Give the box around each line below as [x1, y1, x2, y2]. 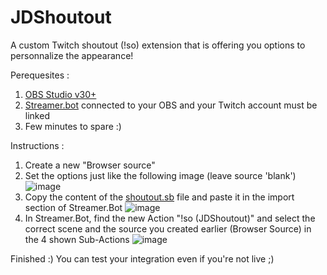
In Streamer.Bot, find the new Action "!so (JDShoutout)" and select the [24, 212, 316, 224]
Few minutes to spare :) [24, 120, 122, 132]
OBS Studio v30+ [24, 88, 97, 100]
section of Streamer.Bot [24, 201, 123, 213]
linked [24, 109, 50, 121]
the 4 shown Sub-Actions [24, 233, 130, 245]
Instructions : [10, 139, 65, 151]
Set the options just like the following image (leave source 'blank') [24, 169, 297, 181]
